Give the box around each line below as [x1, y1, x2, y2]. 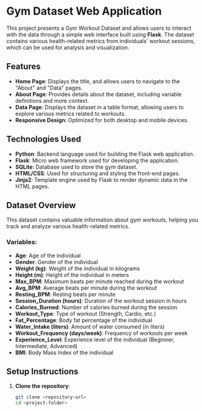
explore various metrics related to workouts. [15, 110, 126, 117]
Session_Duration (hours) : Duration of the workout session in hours [15, 297, 187, 304]
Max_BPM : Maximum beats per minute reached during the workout [15, 278, 185, 285]
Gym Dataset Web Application [6, 4, 162, 18]
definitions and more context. [15, 97, 90, 104]
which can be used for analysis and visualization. [6, 44, 130, 51]
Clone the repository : [15, 382, 71, 390]
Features [6, 61, 41, 72]
